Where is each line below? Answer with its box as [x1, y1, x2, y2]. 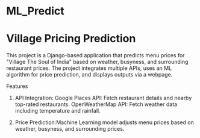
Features [6, 83, 28, 90]
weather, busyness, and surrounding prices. [14, 125, 125, 133]
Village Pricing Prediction [6, 32, 136, 46]
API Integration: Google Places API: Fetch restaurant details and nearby [14, 95, 192, 102]
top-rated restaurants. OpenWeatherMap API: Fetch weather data [14, 101, 178, 108]
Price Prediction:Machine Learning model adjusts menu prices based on [14, 119, 195, 126]
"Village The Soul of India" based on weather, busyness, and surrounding [6, 58, 189, 66]
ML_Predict [6, 4, 64, 18]
